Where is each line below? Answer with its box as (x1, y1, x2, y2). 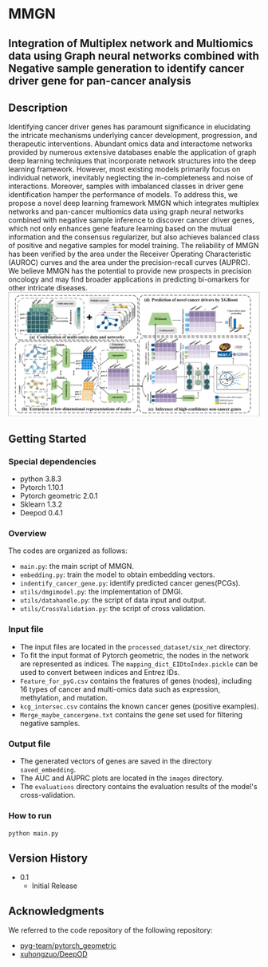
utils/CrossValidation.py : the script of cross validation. (19, 604, 206, 614)
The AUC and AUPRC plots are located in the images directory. (19, 773, 224, 783)
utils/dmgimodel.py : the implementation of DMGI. (19, 587, 183, 597)
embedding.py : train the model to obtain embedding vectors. (19, 570, 215, 579)
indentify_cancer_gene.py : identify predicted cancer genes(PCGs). (19, 578, 241, 588)
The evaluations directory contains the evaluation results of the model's (19, 782, 258, 791)
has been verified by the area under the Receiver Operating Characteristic (8, 249, 251, 259)
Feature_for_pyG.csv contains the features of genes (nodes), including (19, 676, 253, 685)
